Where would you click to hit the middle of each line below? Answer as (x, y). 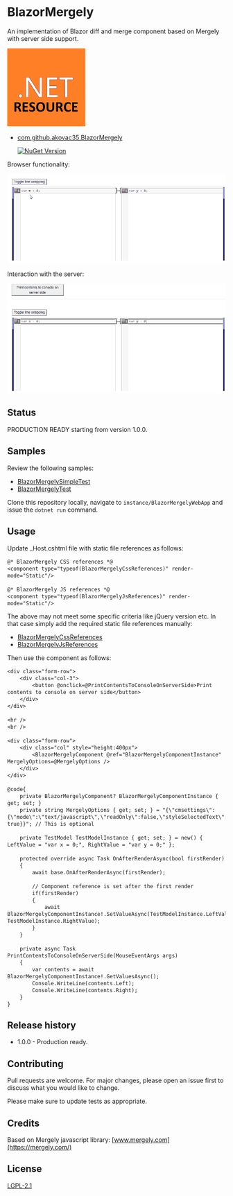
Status (22, 413)
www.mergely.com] (142, 1139)
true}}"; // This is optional (51, 824)
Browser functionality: (39, 164)
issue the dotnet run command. (53, 510)
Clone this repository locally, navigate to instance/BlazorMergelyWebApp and (115, 502)
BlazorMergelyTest (44, 489)
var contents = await (63, 969)
